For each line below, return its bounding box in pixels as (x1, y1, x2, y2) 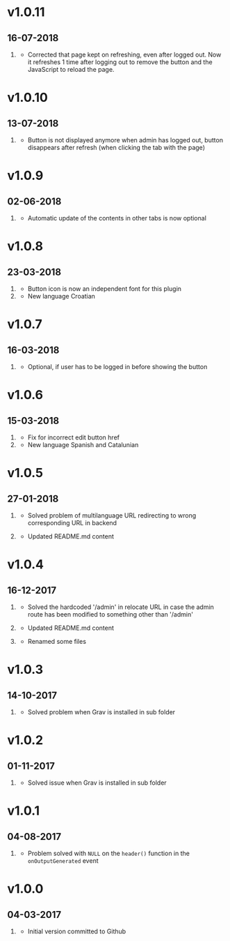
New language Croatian (27, 292, 96, 300)
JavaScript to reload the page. (27, 66, 115, 73)
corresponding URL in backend (27, 519, 117, 527)
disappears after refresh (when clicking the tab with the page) (27, 144, 205, 151)
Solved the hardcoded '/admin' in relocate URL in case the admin (27, 603, 214, 611)
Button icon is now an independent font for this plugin (27, 285, 182, 293)
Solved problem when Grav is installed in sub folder (27, 708, 176, 716)
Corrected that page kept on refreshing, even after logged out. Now (27, 50, 222, 59)
